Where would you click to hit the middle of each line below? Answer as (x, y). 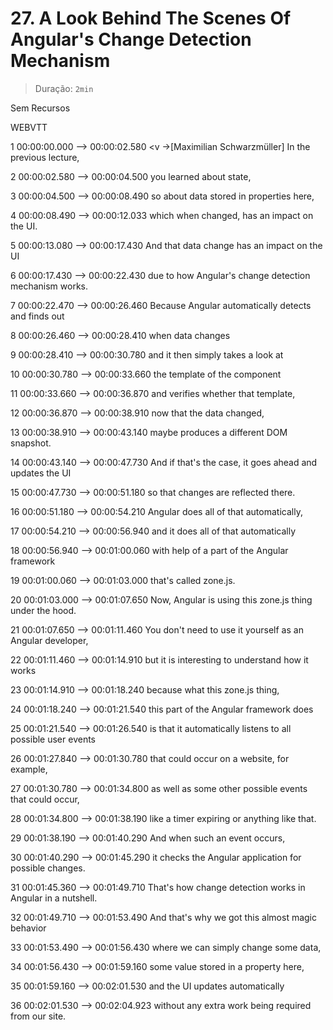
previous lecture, (45, 157)
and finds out (37, 316)
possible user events (53, 739)
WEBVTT (29, 127)
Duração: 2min (64, 88)
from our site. (38, 1016)
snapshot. (31, 443)
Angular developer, (49, 640)
